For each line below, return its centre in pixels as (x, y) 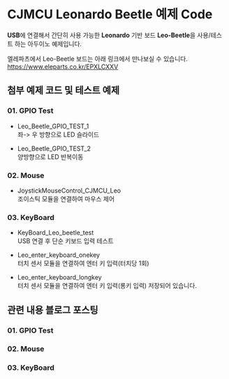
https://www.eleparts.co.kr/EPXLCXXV (63, 67)
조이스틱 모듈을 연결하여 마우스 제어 (66, 199)
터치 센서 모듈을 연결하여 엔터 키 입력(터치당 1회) (83, 263)
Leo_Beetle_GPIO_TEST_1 (53, 126)
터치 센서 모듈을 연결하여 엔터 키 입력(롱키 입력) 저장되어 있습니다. (107, 286)
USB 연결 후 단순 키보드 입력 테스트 (65, 241)
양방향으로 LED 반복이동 (50, 157)
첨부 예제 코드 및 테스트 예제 (64, 91)
